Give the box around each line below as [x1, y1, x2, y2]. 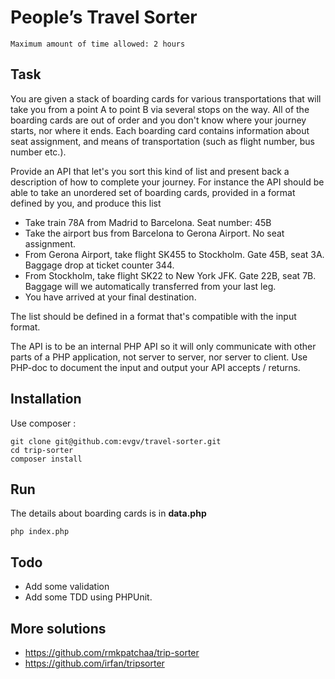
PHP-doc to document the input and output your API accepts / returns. [10, 361, 301, 373]
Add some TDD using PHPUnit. [24, 591, 153, 603]
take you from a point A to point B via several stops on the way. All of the [10, 103, 310, 115]
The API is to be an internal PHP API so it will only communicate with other [10, 340, 317, 352]
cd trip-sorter [10, 445, 74, 455]
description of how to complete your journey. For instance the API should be [10, 176, 325, 188]
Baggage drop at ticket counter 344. [24, 259, 175, 271]
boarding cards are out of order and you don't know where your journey [10, 114, 307, 126]
